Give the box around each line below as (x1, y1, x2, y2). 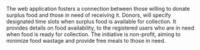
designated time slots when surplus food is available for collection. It (6, 18, 177, 25)
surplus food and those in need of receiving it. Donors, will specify (6, 11, 172, 19)
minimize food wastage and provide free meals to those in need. (6, 37, 166, 44)
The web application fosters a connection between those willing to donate (6, 5, 190, 12)
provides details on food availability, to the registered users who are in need (6, 24, 195, 31)
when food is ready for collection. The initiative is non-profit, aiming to (6, 31, 181, 38)
